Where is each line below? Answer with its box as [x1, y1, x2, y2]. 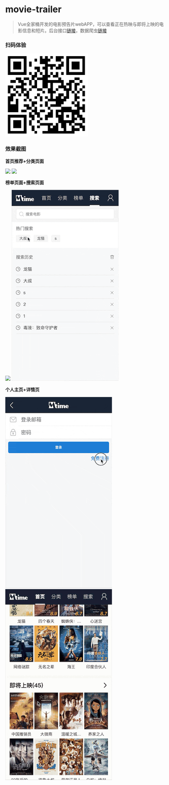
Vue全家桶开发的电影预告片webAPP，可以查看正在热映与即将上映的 [17, 21, 159, 27]
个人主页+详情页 [5, 386, 40, 392]
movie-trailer [5, 4, 62, 15]
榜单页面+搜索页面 [5, 179, 44, 186]
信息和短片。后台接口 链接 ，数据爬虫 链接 [22, 27, 107, 34]
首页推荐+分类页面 [5, 158, 44, 164]
